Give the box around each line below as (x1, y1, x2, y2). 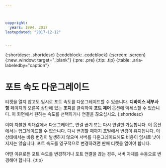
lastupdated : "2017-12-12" (5, 29, 61, 35)
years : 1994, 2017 (9, 25, 48, 30)
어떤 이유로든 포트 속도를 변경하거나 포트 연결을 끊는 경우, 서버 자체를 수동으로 (5, 151, 157, 157)
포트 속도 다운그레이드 (5, 82, 89, 92)
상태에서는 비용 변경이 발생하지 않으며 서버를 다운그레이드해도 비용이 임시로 (5, 134, 152, 140)
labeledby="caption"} (5, 63, 49, 69)
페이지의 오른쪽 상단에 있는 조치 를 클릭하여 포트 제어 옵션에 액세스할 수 (10, 105, 147, 111)
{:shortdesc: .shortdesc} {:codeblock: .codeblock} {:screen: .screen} (5, 52, 146, 58)
